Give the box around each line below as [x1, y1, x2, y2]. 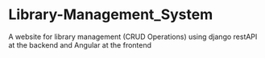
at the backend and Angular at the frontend [8, 40, 151, 49]
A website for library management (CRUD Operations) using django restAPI [8, 32, 258, 41]
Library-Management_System [8, 6, 213, 24]
